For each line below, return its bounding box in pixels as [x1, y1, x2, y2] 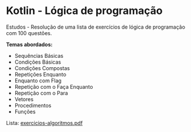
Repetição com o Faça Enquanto [14, 83, 93, 90]
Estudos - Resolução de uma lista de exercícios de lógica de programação [6, 23, 186, 30]
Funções [14, 108, 36, 115]
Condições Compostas [14, 64, 70, 71]
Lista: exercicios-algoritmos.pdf [6, 119, 83, 126]
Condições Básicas [14, 58, 62, 65]
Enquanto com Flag [14, 77, 62, 84]
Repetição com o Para [14, 89, 69, 96]
